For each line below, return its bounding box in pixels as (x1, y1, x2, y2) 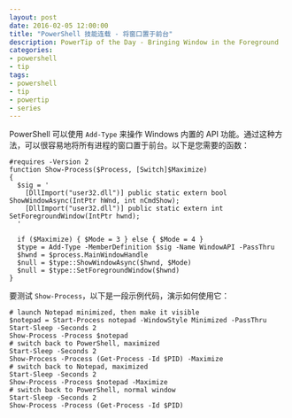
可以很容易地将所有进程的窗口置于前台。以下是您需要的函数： (24, 140, 250, 151)
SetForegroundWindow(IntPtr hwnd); (9, 212, 141, 221)
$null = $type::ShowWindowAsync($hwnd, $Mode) (17, 259, 192, 267)
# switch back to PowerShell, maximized (9, 339, 161, 348)
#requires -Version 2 (9, 158, 89, 166)
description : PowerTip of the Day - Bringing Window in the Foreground (9, 37, 279, 47)
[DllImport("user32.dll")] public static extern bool (25, 189, 227, 197)
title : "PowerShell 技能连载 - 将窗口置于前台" (9, 29, 173, 38)
